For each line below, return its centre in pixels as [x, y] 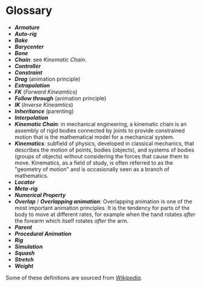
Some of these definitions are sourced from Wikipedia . [74, 277]
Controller [28, 66]
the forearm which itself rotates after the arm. [71, 221]
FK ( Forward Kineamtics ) [46, 92]
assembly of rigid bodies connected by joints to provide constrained [100, 130]
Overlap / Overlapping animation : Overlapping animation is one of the [103, 201]
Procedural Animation [43, 234]
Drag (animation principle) [47, 79]
